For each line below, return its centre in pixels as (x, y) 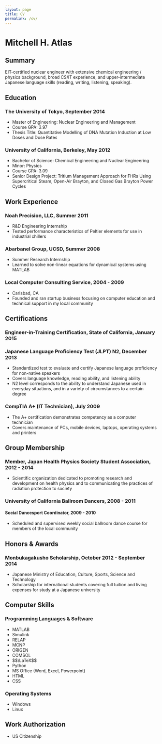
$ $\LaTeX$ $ (24, 660)
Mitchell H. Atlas (39, 42)
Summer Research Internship (41, 260)
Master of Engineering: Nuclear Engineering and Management (74, 122)
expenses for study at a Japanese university (56, 590)
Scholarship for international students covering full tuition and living (79, 585)
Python (19, 665)
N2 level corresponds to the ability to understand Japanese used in (79, 383)
